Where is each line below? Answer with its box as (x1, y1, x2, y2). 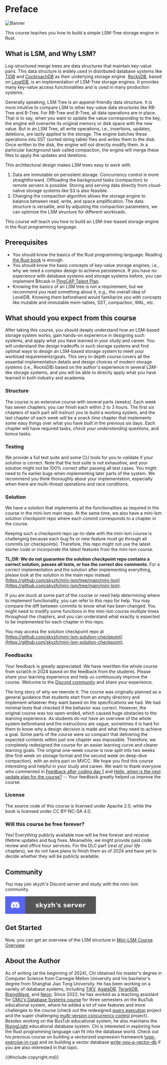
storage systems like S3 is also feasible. (26, 187, 108, 193)
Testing (5, 443, 24, 450)
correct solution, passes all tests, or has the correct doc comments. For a (5, 561, 160, 567)
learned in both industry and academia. (5, 375, 86, 381)
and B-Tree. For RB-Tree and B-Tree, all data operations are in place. (15, 109, 156, 115)
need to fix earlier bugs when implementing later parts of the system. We (5, 470, 156, 476)
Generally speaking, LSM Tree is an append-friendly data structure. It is (5, 99, 153, 105)
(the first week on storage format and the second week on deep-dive (5, 752, 147, 758)
